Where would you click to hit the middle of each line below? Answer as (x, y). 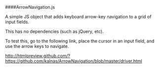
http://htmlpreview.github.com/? (38, 56)
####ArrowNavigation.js (30, 7)
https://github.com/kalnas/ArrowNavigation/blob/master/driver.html (74, 61)
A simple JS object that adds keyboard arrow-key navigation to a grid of (78, 17)
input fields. (17, 22)
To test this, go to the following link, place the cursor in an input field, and (80, 41)
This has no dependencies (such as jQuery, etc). (54, 31)
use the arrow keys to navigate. (37, 46)
